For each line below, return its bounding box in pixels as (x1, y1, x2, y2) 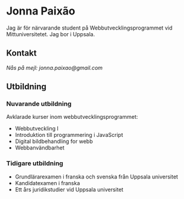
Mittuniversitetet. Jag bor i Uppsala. (6, 30, 95, 37)
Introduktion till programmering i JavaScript (14, 131, 124, 139)
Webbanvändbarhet (14, 144, 65, 151)
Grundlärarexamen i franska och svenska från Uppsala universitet (14, 173, 179, 180)
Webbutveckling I (14, 125, 59, 132)
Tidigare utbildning (6, 159, 63, 168)
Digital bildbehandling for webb (14, 137, 94, 145)
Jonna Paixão (6, 4, 75, 18)
